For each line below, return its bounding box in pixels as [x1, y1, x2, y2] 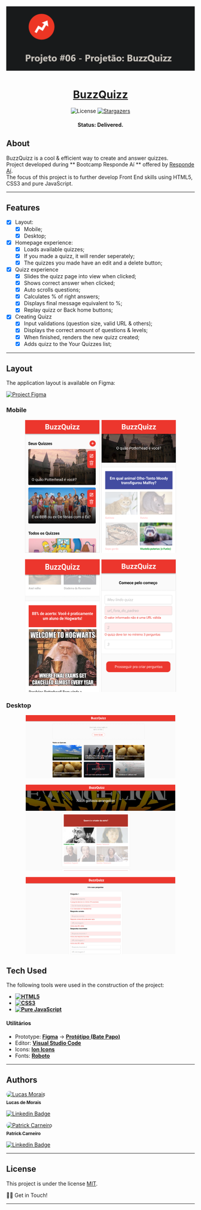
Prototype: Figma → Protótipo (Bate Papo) [14, 1033, 121, 1040]
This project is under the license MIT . [6, 1179, 98, 1187]
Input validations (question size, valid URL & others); [23, 320, 153, 327]
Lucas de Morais [6, 1100, 41, 1106]
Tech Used [6, 965, 47, 975]
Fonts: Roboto [14, 1052, 50, 1059]
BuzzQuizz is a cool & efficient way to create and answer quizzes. [6, 154, 169, 162]
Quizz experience [14, 266, 59, 273]
